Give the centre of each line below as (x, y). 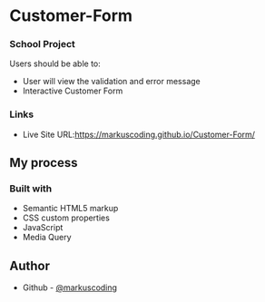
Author (29, 265)
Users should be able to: (55, 63)
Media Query (47, 238)
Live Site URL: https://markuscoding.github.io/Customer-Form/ (139, 134)
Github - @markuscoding (70, 287)
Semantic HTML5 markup (70, 209)
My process (44, 163)
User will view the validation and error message (112, 82)
